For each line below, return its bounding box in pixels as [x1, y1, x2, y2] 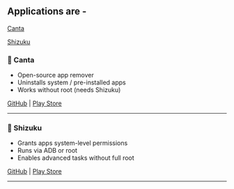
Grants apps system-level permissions [17, 139, 128, 147]
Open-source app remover [17, 71, 94, 80]
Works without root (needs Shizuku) [17, 86, 121, 94]
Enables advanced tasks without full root [17, 153, 134, 162]
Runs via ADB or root [17, 146, 78, 155]
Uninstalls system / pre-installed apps [17, 78, 127, 86]
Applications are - [7, 6, 87, 17]
